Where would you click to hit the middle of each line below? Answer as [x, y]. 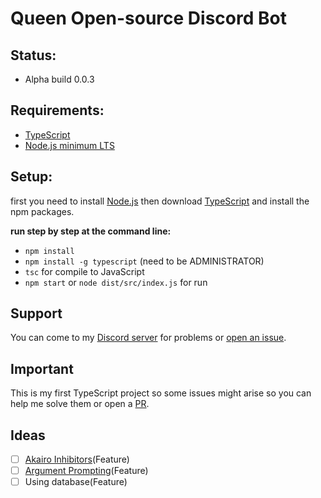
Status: [33, 55]
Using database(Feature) [76, 482]
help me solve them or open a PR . [80, 404]
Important [42, 368]
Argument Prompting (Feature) [86, 471]
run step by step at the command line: [91, 231]
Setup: [31, 177]
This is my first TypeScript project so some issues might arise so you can [161, 393]
